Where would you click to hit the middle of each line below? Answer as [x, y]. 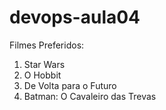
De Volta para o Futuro [70, 85]
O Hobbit [42, 75]
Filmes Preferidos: [47, 45]
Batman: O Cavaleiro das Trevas [90, 96]
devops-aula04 [75, 17]
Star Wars [44, 64]
